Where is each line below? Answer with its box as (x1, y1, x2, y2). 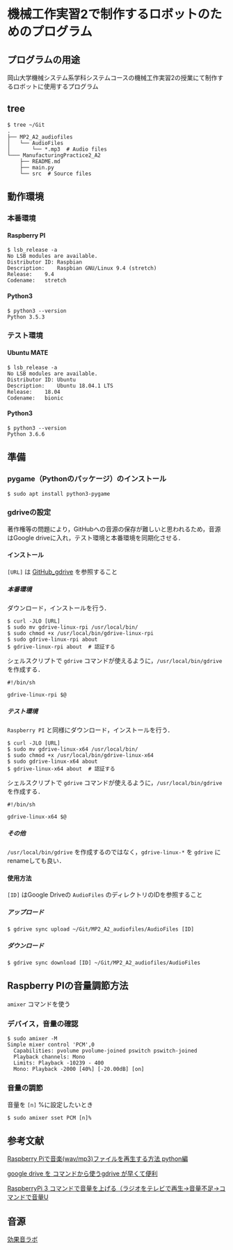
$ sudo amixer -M (7, 1035, 58, 1042)
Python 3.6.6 (7, 430, 45, 438)
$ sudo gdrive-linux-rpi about (7, 636, 98, 643)
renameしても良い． (7, 856, 65, 864)
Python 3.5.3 (7, 313, 45, 321)
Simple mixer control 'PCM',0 (7, 1042, 95, 1049)
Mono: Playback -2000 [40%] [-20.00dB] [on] (13, 1066, 145, 1073)
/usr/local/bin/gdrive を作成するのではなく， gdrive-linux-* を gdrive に (7, 848, 221, 856)
